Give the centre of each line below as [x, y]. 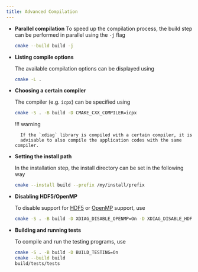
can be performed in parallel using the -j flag [70, 35]
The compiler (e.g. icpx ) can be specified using [72, 102]
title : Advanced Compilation [42, 12]
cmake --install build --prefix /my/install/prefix [79, 185]
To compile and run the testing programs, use [70, 241]
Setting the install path [43, 156]
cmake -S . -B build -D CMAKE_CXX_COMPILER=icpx [76, 113]
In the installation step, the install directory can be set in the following [99, 168]
